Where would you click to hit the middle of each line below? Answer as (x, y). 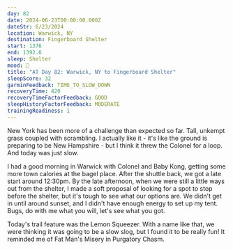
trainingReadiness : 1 (39, 111)
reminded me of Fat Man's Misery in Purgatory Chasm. (86, 239)
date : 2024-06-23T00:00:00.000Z (54, 20)
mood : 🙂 (18, 65)
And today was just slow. (43, 153)
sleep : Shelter (29, 59)
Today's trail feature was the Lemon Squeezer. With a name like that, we (111, 224)
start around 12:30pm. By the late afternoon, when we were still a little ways (116, 181)
